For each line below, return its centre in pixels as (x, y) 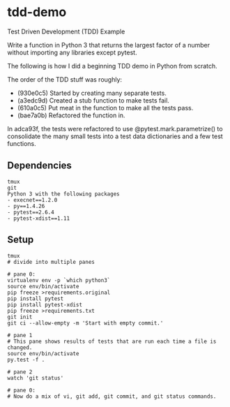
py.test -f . (26, 360)
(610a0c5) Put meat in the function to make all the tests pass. (105, 108)
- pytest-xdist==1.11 (39, 218)
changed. (20, 347)
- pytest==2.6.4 (31, 212)
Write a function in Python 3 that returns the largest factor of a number (109, 45)
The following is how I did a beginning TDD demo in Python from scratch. (112, 66)
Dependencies (39, 166)
